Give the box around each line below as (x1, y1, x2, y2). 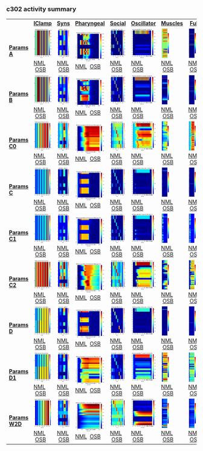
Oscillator (130, 20, 156, 27)
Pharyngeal (75, 20, 105, 27)
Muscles (161, 20, 183, 27)
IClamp (33, 20, 53, 27)
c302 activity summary (6, 5, 77, 13)
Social (109, 20, 126, 27)
